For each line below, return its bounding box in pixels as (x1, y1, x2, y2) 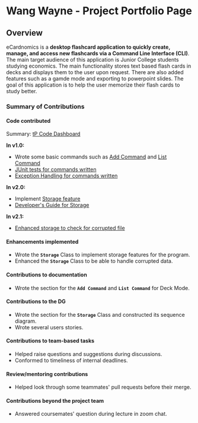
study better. (6, 88, 37, 94)
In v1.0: (6, 142, 25, 149)
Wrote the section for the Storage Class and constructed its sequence (14, 311, 185, 318)
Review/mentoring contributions (6, 370, 88, 377)
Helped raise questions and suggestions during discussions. (14, 350, 162, 357)
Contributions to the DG (6, 298, 66, 305)
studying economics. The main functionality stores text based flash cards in (6, 62, 191, 69)
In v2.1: (6, 213, 24, 220)
